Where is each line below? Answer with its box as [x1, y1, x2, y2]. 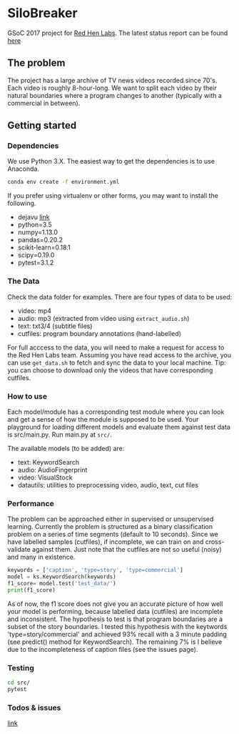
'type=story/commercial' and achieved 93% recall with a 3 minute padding [7, 630, 227, 638]
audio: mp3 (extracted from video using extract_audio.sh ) [17, 314, 190, 322]
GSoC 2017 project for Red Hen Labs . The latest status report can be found [7, 29, 228, 37]
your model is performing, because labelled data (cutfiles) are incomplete [7, 607, 223, 615]
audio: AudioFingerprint [17, 465, 88, 474]
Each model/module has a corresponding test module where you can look [7, 407, 225, 416]
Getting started [7, 119, 77, 132]
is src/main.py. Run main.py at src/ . [7, 430, 113, 439]
